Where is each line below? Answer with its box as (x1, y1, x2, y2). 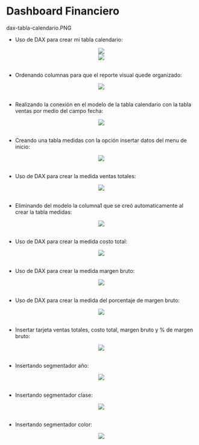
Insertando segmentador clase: (14, 391, 93, 399)
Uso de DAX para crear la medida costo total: (14, 237, 128, 245)
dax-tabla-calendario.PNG (6, 24, 72, 31)
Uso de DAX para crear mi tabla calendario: (14, 36, 123, 43)
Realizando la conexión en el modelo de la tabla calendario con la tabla (14, 101, 192, 108)
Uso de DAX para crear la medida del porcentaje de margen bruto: (14, 296, 180, 304)
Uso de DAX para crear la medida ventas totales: (14, 172, 136, 179)
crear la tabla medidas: (14, 208, 72, 216)
